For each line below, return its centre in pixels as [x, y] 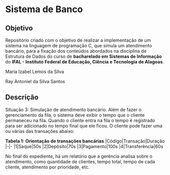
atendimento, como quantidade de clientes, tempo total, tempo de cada [80, 161]
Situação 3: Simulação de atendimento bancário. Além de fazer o [73, 110]
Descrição [22, 97]
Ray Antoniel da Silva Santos [35, 81]
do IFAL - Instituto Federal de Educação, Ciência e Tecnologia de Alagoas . [85, 62]
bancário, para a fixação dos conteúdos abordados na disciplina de [76, 51]
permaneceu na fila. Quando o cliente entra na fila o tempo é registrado [80, 120]
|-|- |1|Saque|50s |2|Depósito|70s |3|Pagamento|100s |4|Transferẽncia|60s [84, 146]
